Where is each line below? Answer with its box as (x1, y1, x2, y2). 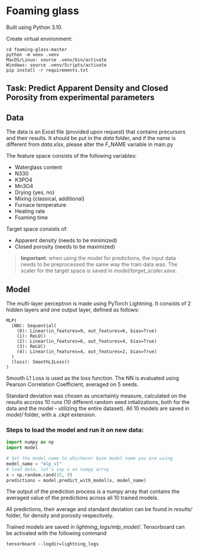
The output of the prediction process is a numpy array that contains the (6, 488, 180, 495)
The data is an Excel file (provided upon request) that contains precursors (6, 128, 186, 135)
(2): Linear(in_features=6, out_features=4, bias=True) (17, 338, 158, 344)
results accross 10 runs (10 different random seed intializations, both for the (6, 398, 190, 405)
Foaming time (14, 214, 48, 221)
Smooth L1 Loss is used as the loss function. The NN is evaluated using (6, 374, 180, 382)
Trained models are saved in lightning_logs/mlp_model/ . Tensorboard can (6, 523, 185, 531)
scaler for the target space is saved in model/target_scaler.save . (20, 267, 177, 274)
